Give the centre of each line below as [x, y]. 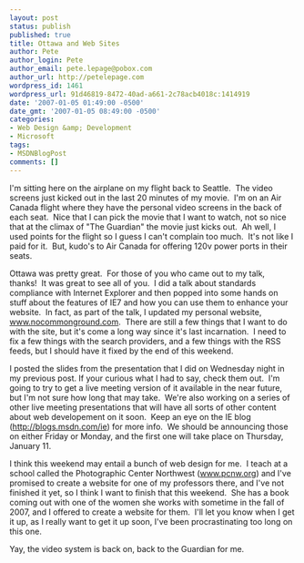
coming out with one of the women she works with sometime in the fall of [147, 502]
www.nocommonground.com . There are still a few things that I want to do [149, 322]
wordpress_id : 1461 [46, 86]
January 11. [30, 445]
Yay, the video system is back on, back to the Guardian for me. [127, 548]
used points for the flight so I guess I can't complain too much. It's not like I [152, 236]
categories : [32, 119]
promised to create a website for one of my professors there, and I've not [147, 483]
